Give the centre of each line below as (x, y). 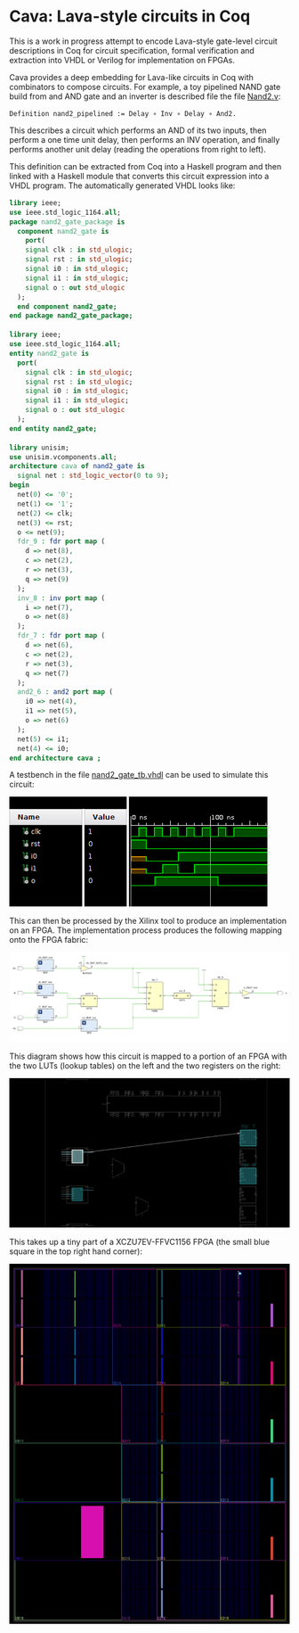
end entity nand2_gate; (53, 429)
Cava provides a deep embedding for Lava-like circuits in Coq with (131, 77)
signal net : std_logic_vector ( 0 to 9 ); (93, 476)
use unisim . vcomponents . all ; (63, 457)
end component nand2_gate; (67, 306)
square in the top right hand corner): (76, 1251)
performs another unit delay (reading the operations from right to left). (138, 149)
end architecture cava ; (55, 758)
